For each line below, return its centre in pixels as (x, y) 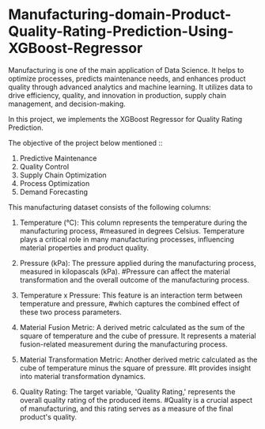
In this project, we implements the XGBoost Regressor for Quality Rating (125, 119)
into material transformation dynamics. (83, 376)
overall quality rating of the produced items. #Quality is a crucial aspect (136, 400)
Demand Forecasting (54, 192)
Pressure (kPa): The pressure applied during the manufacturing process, (138, 263)
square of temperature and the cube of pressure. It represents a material (138, 336)
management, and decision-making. (67, 104)
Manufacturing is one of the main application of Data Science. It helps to (126, 70)
